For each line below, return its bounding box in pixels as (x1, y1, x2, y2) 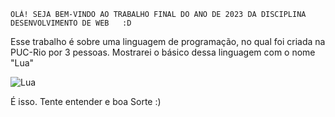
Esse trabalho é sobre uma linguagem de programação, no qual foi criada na (10, 36, 326, 47)
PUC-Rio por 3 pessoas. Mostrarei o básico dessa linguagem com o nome (10, 46, 316, 58)
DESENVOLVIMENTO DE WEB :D (10, 18, 132, 28)
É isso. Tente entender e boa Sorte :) (10, 96, 162, 107)
